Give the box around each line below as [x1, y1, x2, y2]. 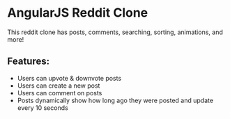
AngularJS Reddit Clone [7, 5, 148, 21]
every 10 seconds [17, 103, 68, 112]
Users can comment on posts [17, 88, 102, 97]
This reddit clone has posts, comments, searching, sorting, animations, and [7, 28, 223, 36]
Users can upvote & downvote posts [17, 74, 122, 82]
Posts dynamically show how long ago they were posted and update [17, 96, 214, 104]
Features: [7, 56, 50, 68]
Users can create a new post [17, 81, 100, 90]
